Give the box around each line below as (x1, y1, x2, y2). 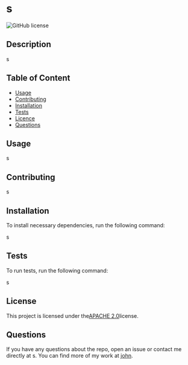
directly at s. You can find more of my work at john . (6, 352, 133, 360)
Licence (14, 114, 35, 122)
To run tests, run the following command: (6, 266, 108, 274)
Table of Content (6, 73, 70, 83)
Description (6, 39, 51, 50)
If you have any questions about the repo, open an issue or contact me (6, 346, 182, 353)
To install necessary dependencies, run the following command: (6, 222, 165, 228)
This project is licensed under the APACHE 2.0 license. (6, 312, 139, 319)
